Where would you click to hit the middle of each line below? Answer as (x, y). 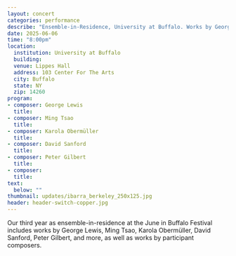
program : (20, 99)
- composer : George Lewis (45, 105)
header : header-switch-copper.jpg (58, 203)
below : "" (28, 190)
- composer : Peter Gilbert (47, 157)
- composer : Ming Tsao (40, 118)
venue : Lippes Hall (42, 66)
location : (22, 46)
